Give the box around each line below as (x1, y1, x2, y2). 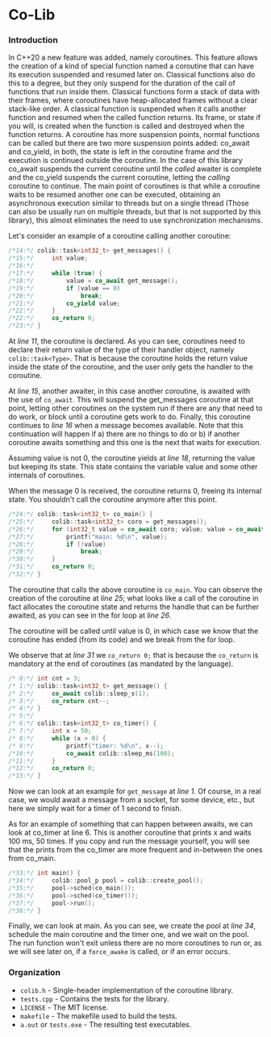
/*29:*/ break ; (8, 548, 103, 556)
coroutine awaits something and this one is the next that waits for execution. (8, 438, 262, 448)
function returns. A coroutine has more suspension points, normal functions (8, 130, 261, 140)
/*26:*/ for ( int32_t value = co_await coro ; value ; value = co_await (8, 525, 265, 533)
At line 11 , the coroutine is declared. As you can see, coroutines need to (8, 336, 246, 346)
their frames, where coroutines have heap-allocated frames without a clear (8, 95, 258, 106)
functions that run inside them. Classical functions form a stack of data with (8, 87, 260, 97)
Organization (8, 967, 60, 978)
